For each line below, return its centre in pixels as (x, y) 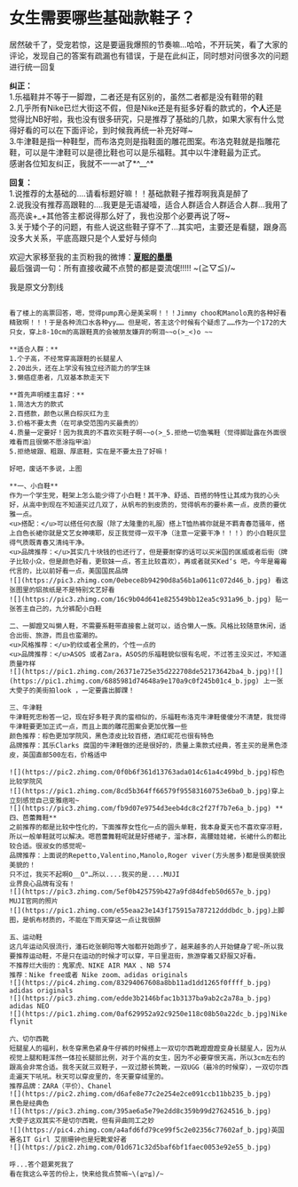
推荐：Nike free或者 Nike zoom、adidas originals (98, 974)
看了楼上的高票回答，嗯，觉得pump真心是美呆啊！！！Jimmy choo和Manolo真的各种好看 (148, 313)
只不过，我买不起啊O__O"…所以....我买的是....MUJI (94, 874)
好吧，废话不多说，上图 (46, 469)
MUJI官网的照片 (34, 901)
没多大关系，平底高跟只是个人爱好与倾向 (83, 237)
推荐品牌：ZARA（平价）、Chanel (61, 1086)
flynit (21, 1022)
